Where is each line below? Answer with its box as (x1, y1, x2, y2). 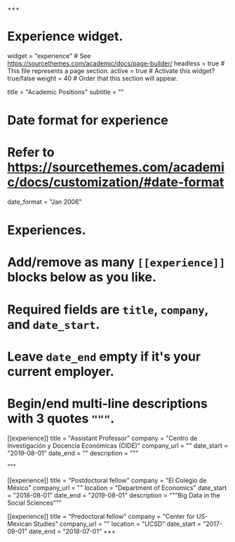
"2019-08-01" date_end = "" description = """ (7, 449, 139, 457)
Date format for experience (7, 112, 168, 129)
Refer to (7, 145, 55, 160)
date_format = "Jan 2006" (7, 198, 82, 206)
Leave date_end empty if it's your (7, 349, 201, 364)
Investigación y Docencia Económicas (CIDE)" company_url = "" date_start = (7, 441, 229, 450)
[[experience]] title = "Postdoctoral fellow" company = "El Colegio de (7, 476, 207, 484)
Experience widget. (7, 29, 123, 44)
